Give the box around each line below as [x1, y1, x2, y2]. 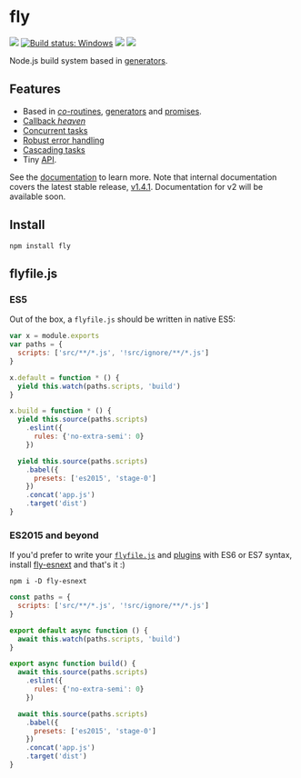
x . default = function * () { [9, 373, 120, 383]
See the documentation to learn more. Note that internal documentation [9, 171, 277, 183]
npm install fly [9, 241, 71, 251]
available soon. [9, 191, 66, 202]
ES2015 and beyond [9, 529, 99, 542]
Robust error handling [22, 135, 105, 145]
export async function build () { [9, 659, 136, 669]
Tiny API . [22, 154, 57, 165]
